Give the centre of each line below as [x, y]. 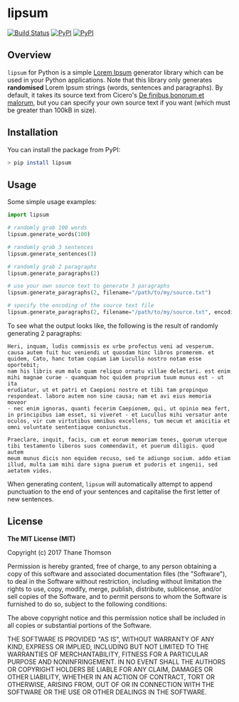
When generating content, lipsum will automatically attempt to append [110, 484]
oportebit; [23, 365]
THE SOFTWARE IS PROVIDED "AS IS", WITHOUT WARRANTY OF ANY [111, 639]
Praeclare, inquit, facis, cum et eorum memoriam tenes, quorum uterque [117, 440]
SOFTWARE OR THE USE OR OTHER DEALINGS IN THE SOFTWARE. [107, 692]
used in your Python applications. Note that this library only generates [110, 80]
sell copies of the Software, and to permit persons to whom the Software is [117, 596]
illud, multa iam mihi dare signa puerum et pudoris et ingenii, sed [113, 464]
